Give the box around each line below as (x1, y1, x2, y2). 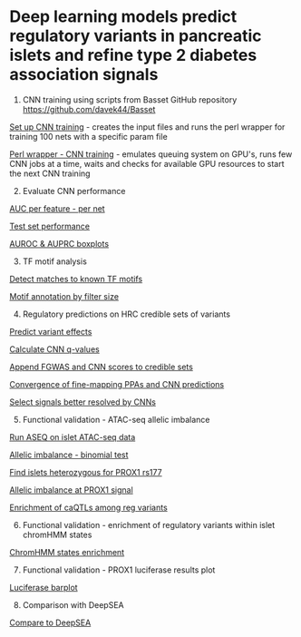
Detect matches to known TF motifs (9, 273, 143, 284)
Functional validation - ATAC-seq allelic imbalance (22, 414, 210, 425)
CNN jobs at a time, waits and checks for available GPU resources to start (9, 158, 285, 169)
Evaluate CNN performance (22, 185, 126, 196)
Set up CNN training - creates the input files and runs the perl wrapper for (9, 121, 286, 132)
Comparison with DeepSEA (22, 599, 124, 610)
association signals (9, 64, 159, 85)
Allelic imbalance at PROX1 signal (9, 484, 133, 495)
